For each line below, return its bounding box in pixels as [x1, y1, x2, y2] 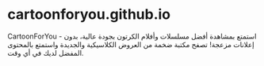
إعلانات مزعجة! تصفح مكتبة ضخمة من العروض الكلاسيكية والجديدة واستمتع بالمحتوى [7, 39, 254, 49]
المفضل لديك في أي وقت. [7, 48, 84, 57]
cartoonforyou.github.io [7, 5, 171, 24]
